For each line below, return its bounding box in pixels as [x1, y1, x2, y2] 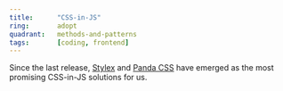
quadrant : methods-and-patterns [9, 29, 138, 38]
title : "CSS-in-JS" [9, 12, 101, 22]
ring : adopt [9, 21, 77, 30]
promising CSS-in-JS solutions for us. [9, 72, 148, 83]
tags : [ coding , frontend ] [9, 37, 129, 47]
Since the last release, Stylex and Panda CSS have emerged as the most [9, 62, 274, 73]
